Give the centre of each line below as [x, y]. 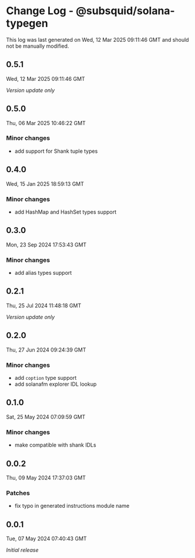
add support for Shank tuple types [56, 151]
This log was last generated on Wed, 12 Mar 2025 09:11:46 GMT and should [97, 40]
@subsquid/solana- [125, 11]
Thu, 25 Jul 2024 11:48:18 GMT [44, 306]
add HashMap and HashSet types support [65, 212]
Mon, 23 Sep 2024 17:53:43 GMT [46, 244]
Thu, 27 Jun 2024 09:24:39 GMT [46, 350]
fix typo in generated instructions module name [72, 506]
